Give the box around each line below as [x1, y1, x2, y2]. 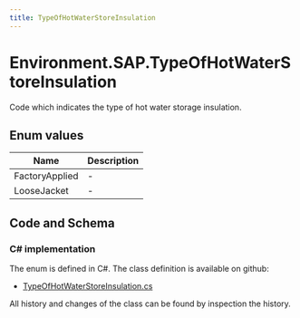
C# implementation [9, 242, 96, 255]
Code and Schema [9, 215, 115, 231]
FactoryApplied [14, 169, 79, 182]
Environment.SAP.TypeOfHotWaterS [9, 52, 292, 72]
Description [87, 155, 139, 168]
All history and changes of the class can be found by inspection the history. [9, 298, 292, 309]
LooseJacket [14, 185, 70, 198]
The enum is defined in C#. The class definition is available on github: [9, 264, 269, 275]
